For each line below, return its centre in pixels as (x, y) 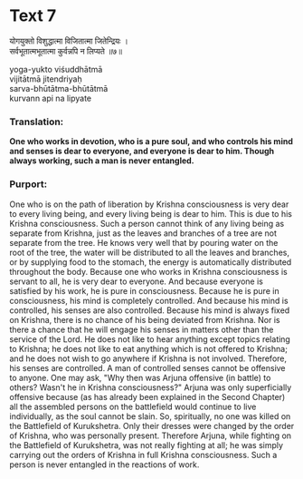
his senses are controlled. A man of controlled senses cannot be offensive (148, 367)
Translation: (37, 122)
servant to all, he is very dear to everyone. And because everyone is (137, 281)
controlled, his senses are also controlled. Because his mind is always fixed (150, 310)
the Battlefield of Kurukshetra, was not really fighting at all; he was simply (146, 445)
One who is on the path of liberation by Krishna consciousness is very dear (149, 204)
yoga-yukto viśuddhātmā (56, 69)
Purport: (28, 184)
